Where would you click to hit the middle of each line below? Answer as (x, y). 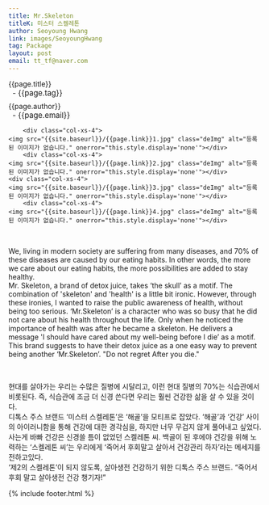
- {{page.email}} (41, 115)
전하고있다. (26, 457)
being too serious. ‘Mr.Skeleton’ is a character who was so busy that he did (133, 311)
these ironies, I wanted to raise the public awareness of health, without (126, 302)
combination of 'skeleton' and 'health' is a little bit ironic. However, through (132, 294)
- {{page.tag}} (37, 93)
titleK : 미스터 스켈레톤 (44, 23)
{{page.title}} (30, 84)
